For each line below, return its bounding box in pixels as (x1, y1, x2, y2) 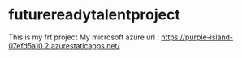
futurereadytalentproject (8, 6, 180, 24)
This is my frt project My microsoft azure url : (8, 32, 160, 42)
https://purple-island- (161, 32, 234, 42)
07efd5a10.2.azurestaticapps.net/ (8, 40, 120, 50)
